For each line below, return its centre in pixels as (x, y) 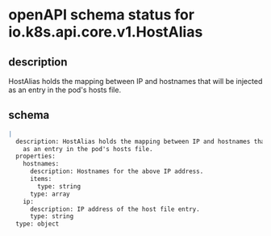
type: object (38, 224)
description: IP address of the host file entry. (115, 209)
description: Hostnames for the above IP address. (117, 171)
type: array (50, 194)
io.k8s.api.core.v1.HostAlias (106, 32)
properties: (36, 156)
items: (41, 179)
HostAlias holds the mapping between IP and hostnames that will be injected (135, 81)
